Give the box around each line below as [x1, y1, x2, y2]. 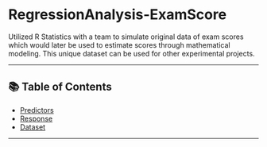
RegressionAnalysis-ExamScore [8, 6, 227, 24]
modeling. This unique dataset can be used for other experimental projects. [8, 48, 256, 58]
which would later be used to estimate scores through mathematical [8, 40, 230, 49]
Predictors [19, 105, 54, 114]
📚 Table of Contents [8, 80, 113, 94]
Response [19, 114, 53, 123]
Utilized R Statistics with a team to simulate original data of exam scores [8, 32, 244, 41]
